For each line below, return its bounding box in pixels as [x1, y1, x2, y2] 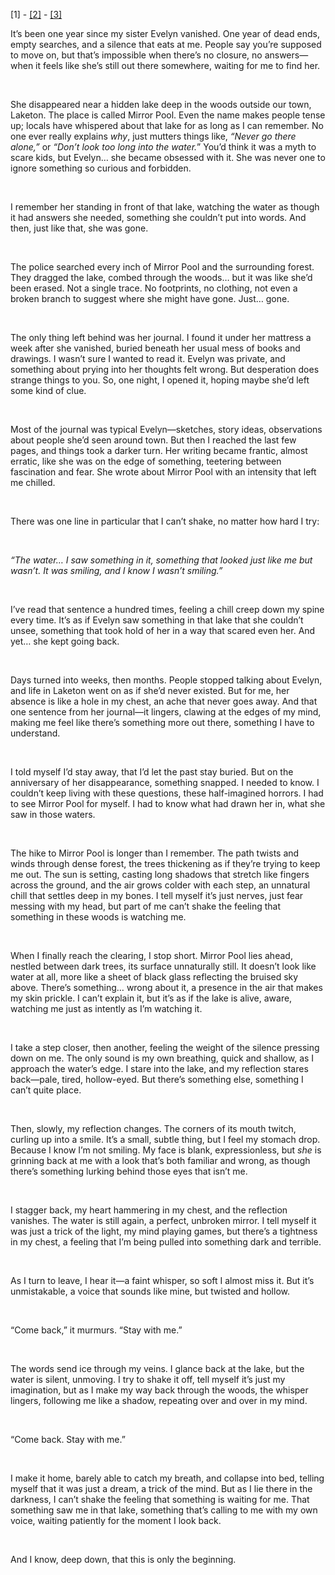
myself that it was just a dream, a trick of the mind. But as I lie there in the [10, 1483, 313, 1494]
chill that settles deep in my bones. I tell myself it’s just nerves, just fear [10, 890, 304, 901]
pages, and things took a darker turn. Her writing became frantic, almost [10, 445, 308, 456]
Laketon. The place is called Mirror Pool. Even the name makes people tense [10, 109, 326, 121]
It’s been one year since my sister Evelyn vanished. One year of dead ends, [10, 28, 320, 39]
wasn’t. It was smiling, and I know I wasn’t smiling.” [10, 565, 223, 576]
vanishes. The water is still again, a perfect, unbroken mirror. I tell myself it [10, 1215, 317, 1226]
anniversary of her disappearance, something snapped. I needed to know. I [10, 777, 320, 788]
